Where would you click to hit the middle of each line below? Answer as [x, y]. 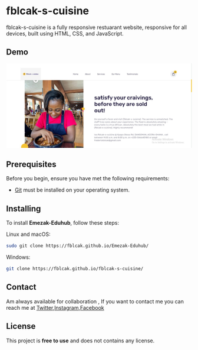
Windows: [18, 257]
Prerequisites [31, 164]
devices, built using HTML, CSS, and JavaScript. [65, 33]
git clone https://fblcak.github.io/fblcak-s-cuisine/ [75, 269]
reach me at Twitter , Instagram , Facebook [55, 307]
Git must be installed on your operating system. [72, 190]
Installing [24, 208]
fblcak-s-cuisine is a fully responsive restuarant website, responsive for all [97, 27]
